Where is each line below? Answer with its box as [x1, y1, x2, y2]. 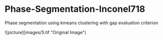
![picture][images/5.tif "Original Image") [4, 29, 86, 35]
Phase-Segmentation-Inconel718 [4, 3, 145, 15]
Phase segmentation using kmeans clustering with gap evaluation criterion [4, 20, 158, 26]
